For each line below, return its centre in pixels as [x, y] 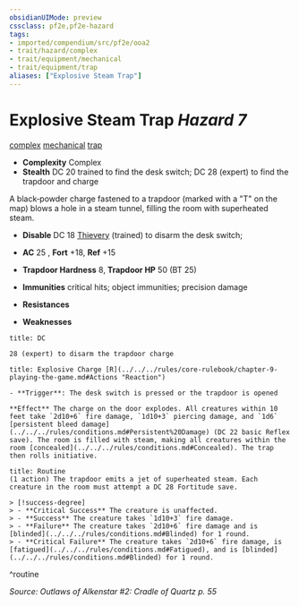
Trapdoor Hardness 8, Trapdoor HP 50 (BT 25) [109, 269]
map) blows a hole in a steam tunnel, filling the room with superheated [139, 208]
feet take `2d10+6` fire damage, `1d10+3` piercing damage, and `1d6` [144, 416]
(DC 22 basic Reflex [252, 432]
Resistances [46, 304]
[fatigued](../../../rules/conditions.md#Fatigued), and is [124, 550]
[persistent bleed [43, 424]
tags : [19, 34]
